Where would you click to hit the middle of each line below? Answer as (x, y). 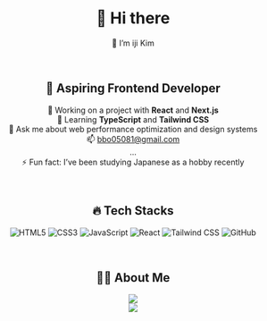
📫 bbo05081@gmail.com (133, 139)
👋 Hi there (133, 18)
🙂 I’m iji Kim (133, 43)
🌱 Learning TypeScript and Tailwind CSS (133, 119)
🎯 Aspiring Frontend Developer (133, 89)
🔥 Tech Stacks (133, 211)
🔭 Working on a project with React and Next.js (133, 110)
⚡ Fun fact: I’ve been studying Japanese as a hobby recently (133, 162)
